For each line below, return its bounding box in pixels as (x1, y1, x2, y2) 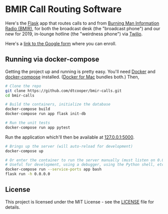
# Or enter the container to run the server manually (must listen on (5, 157, 155, 163)
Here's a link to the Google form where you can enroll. (5, 40, 116, 46)
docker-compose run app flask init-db (5, 112, 86, 117)
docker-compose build (5, 106, 50, 112)
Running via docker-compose (5, 55, 99, 64)
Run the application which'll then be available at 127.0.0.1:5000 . (5, 134, 135, 140)
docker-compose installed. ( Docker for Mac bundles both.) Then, (5, 74, 139, 80)
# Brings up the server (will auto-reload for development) (5, 144, 133, 149)
